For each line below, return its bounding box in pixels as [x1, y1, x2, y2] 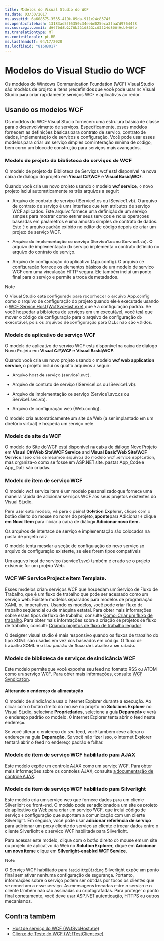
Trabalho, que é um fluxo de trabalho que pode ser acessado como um [5, 591, 148, 597]
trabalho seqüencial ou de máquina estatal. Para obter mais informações [5, 607, 152, 613]
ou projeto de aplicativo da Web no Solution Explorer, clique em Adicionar [5, 842, 156, 848]
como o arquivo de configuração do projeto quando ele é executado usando [5, 298, 159, 304]
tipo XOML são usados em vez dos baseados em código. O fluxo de [5, 637, 142, 643]
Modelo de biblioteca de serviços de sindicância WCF [5, 655, 136, 662]
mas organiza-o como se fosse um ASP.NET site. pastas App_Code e [5, 459, 144, 465]
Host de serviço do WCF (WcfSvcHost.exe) [12, 925, 99, 931]
